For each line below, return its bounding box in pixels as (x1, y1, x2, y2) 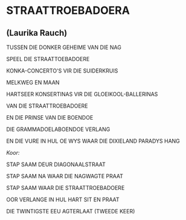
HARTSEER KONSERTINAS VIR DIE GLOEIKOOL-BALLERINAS (6, 91, 158, 97)
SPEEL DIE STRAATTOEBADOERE (6, 56, 90, 62)
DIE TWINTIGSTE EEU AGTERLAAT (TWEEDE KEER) (6, 208, 135, 215)
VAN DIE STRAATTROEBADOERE (6, 102, 89, 109)
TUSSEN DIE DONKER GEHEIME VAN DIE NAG (6, 44, 122, 51)
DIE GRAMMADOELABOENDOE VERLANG (6, 126, 111, 133)
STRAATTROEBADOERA (6, 4, 130, 18)
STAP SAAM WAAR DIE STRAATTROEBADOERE (6, 184, 125, 191)
